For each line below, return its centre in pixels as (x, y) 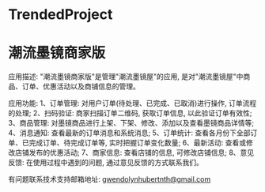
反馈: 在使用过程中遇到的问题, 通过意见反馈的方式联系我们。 (106, 163)
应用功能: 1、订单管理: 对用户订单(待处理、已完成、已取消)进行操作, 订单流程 (132, 104)
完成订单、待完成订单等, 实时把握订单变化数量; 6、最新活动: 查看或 (138, 143)
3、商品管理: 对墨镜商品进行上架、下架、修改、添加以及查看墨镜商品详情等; (131, 123)
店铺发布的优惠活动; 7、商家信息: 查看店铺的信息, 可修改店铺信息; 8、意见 (134, 152)
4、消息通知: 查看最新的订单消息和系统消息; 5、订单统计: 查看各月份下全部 (129, 133)
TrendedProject (61, 15)
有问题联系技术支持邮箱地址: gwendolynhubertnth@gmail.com (110, 179)
